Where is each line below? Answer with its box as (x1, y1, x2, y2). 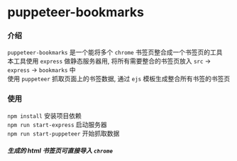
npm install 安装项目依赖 (7, 111, 82, 120)
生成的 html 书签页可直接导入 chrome (7, 146, 114, 155)
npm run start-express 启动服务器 (7, 120, 108, 129)
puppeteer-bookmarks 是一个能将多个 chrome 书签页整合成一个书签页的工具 (7, 48, 223, 56)
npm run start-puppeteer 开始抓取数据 (7, 129, 120, 138)
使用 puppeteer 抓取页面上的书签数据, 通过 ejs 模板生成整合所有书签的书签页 (7, 75, 231, 83)
